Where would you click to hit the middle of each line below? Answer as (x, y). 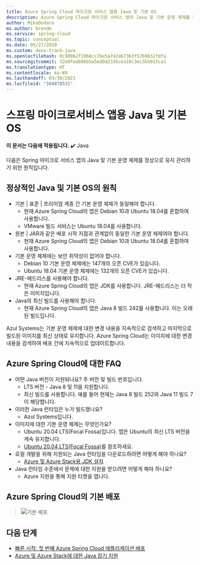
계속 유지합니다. (42, 439)
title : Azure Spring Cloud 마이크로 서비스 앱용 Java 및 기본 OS (81, 12)
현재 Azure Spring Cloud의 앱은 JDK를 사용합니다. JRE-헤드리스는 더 (105, 285)
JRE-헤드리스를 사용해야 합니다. (52, 278)
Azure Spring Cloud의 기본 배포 (63, 497)
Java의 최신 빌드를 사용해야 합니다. (56, 300)
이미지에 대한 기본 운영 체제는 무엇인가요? (63, 424)
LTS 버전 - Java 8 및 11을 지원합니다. (67, 387)
